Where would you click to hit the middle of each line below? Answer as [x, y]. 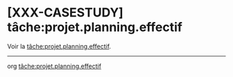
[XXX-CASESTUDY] [65, 13]
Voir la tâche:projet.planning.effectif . [59, 46]
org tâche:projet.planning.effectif [54, 66]
